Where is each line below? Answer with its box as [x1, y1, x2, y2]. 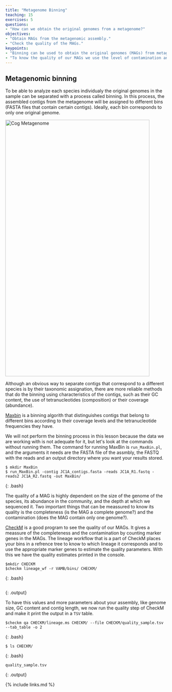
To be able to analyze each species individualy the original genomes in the [5, 88, 163, 94]
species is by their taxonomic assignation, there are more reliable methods [5, 386, 162, 392]
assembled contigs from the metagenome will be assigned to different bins [5, 98, 163, 105]
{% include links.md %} [5, 682, 55, 688]
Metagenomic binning [5, 74, 77, 83]
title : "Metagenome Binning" [5, 7, 68, 13]
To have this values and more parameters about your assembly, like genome [5, 600, 166, 606]
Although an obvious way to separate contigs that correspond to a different [5, 381, 164, 387]
